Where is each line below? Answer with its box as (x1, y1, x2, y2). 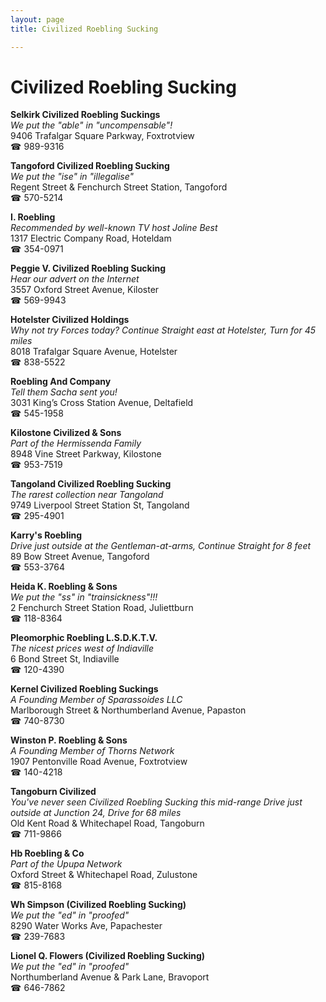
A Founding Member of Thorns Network (10, 745, 175, 757)
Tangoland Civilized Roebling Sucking (10, 478, 172, 490)
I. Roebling (10, 211, 56, 223)
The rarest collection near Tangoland (10, 489, 164, 501)
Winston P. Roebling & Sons (10, 734, 128, 746)
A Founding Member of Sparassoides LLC (10, 694, 183, 706)
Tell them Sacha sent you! (10, 386, 118, 398)
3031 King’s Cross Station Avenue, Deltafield (10, 397, 194, 409)
